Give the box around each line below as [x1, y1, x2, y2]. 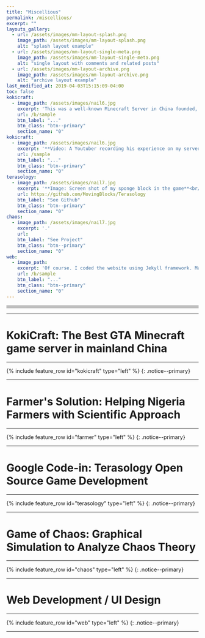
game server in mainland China [6, 341, 168, 355]
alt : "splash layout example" [17, 43, 95, 50]
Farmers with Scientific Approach [6, 408, 181, 421]
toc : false [6, 89, 34, 95]
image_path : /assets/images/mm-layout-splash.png [17, 37, 146, 43]
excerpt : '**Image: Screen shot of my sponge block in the [17, 186, 171, 192]
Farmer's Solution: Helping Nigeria [6, 394, 185, 408]
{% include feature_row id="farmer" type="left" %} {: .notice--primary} [6, 433, 185, 441]
